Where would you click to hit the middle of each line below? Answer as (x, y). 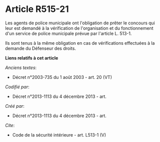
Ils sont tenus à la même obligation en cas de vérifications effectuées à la (80, 43)
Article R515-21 (37, 9)
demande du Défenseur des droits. (41, 48)
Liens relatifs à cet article (32, 58)
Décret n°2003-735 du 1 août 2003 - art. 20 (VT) (62, 77)
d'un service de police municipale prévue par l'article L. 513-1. (69, 33)
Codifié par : (17, 87)
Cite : (10, 125)
